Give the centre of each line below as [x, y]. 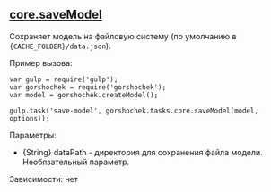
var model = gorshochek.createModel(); [84, 95]
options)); [30, 118]
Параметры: [33, 135]
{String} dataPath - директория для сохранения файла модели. [142, 152]
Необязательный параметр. [76, 162]
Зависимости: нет [44, 179]
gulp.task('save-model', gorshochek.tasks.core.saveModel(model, [134, 111]
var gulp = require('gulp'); [64, 79]
